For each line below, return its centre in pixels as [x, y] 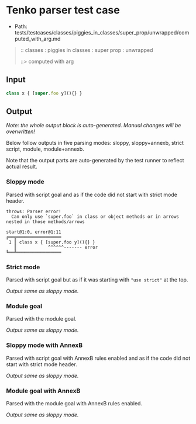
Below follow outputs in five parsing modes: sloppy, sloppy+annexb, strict [95, 143]
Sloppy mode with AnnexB [44, 345]
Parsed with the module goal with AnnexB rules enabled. [74, 403]
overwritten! [20, 131]
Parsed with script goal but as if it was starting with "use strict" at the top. [97, 280]
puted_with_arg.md [37, 39]
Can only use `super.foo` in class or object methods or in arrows [95, 217]
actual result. [22, 166]
